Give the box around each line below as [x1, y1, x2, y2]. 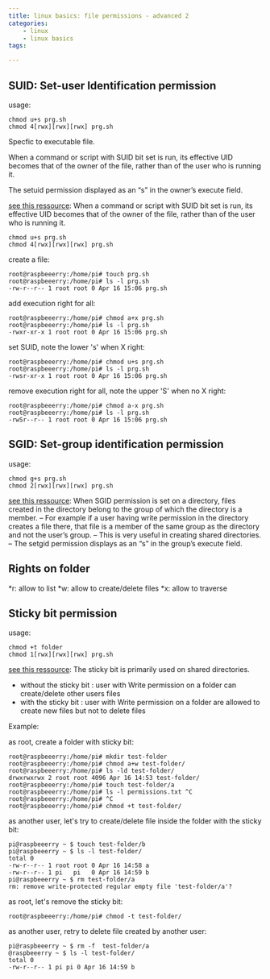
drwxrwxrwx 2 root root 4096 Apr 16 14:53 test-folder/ [8, 774, 200, 782]
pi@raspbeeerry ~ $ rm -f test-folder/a [8, 942, 150, 951]
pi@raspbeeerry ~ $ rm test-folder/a [8, 876, 135, 884]
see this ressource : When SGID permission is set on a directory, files [8, 496, 236, 505]
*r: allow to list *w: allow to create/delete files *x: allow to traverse [8, 583, 228, 593]
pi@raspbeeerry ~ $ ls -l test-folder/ [8, 848, 143, 856]
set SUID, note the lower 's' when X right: [8, 342, 145, 351]
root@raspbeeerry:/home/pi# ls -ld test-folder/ [8, 767, 175, 775]
